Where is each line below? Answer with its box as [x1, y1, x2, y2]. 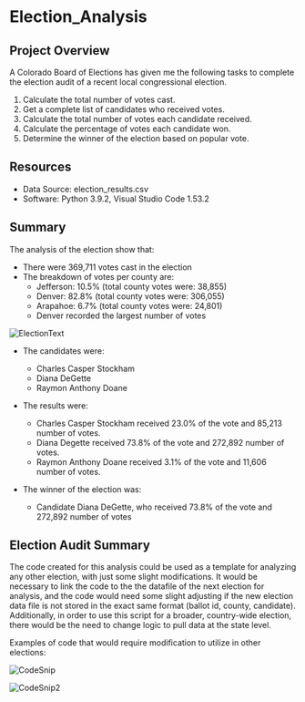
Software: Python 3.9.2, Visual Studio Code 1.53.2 [22, 193, 209, 204]
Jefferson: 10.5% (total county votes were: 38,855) [36, 281, 228, 292]
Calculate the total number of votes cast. [22, 94, 176, 105]
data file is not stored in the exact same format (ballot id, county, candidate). [9, 600, 296, 612]
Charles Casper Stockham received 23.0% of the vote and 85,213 [36, 418, 282, 428]
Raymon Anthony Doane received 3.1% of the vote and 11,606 [36, 456, 267, 467]
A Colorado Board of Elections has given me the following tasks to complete [9, 67, 295, 77]
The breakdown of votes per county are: [22, 271, 175, 282]
